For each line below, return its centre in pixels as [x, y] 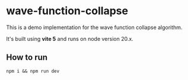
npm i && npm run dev [33, 71]
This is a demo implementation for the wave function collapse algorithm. [94, 27]
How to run [27, 57]
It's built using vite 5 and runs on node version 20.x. [70, 39]
